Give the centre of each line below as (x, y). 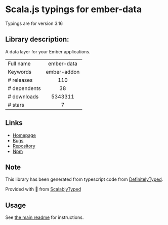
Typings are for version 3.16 (34, 23)
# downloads (23, 97)
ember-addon (63, 72)
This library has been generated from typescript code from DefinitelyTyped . (84, 179)
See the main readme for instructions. (45, 217)
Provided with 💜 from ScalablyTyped (43, 189)
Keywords (20, 72)
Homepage (24, 135)
